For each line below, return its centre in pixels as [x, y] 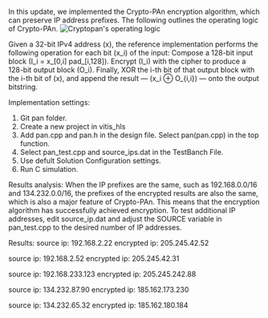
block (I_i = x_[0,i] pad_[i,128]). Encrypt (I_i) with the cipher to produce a [127, 61]
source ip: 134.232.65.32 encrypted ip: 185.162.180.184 [98, 305]
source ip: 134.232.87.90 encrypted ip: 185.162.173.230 [99, 289]
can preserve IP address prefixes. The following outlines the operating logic [134, 20]
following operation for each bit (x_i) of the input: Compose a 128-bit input [131, 53]
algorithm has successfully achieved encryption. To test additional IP [122, 210]
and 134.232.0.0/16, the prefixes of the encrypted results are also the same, [133, 193]
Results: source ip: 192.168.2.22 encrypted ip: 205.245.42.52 [109, 243]
